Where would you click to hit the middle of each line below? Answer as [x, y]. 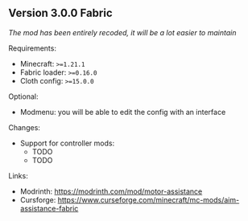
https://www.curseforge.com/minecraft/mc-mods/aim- [149, 199]
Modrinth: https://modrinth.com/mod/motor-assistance [111, 191]
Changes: [24, 127]
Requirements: [32, 48]
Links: [18, 175]
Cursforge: [38, 199]
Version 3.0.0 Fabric [60, 13]
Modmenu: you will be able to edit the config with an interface [123, 112]
